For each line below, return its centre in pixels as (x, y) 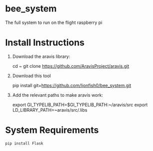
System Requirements (52, 130)
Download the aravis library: (41, 56)
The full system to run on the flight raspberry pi (54, 22)
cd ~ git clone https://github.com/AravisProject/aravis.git (71, 66)
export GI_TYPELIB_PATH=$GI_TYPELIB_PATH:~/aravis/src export (80, 105)
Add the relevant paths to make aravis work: (58, 95)
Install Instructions (45, 43)
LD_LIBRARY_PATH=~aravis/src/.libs (50, 110)
